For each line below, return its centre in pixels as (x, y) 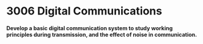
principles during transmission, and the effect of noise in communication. (102, 34)
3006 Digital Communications (84, 11)
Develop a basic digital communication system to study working (90, 28)
